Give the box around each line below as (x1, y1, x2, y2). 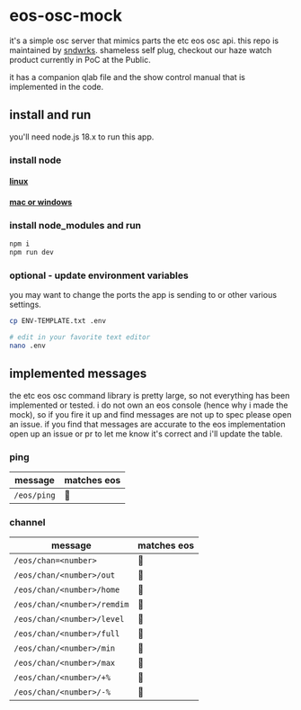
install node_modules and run (9, 219, 142, 231)
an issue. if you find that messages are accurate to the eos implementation (9, 418, 286, 429)
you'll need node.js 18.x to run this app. (9, 131, 155, 142)
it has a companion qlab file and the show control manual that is (9, 71, 245, 82)
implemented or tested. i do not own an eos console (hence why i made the (9, 400, 288, 410)
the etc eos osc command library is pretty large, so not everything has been (9, 390, 290, 400)
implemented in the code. (9, 81, 104, 92)
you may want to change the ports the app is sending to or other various (9, 290, 277, 301)
